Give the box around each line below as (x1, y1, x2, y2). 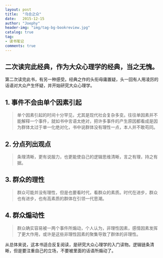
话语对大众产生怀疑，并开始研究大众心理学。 (5, 82, 95, 88)
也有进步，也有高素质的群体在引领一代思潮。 (17, 196, 107, 201)
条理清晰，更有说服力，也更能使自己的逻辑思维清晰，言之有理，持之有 (17, 154, 158, 160)
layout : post (5, 7, 32, 12)
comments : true (5, 43, 36, 48)
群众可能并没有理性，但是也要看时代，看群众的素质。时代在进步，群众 (17, 189, 158, 195)
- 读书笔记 (5, 39, 24, 44)
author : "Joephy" (5, 20, 40, 26)
